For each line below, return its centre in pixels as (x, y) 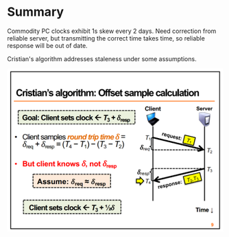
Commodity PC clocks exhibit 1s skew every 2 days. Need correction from (112, 31)
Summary (35, 12)
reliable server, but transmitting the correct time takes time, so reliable (106, 38)
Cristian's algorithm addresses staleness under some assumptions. (102, 58)
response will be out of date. (47, 45)
